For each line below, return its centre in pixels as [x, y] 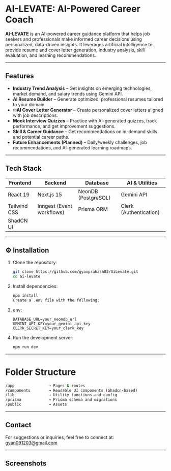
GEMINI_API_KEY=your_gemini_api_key [51, 324]
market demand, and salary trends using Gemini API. [68, 93]
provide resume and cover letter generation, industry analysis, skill [75, 50]
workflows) [51, 212]
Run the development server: [43, 337]
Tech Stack [23, 168]
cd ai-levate [26, 277]
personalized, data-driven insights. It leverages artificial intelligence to [79, 44]
